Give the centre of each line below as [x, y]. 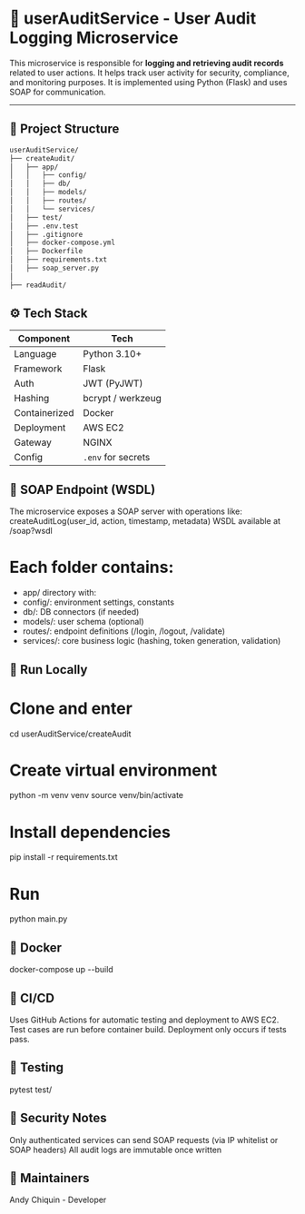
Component [44, 339]
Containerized [44, 413]
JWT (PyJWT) [113, 383]
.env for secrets [117, 458]
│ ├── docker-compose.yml [63, 243]
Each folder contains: [92, 568]
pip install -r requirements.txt [64, 857]
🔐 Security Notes [58, 1118]
